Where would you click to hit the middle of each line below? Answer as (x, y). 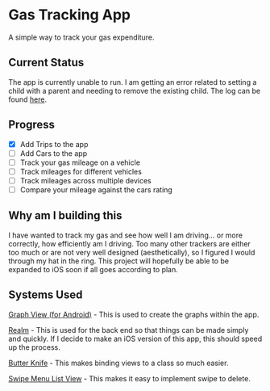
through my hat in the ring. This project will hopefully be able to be (119, 261)
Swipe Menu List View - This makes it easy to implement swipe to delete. (130, 378)
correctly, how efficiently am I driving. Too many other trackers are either (130, 243)
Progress (31, 125)
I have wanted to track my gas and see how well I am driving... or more (126, 235)
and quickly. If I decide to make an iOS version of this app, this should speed (135, 338)
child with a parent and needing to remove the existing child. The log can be (134, 90)
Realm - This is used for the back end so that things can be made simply (129, 330)
